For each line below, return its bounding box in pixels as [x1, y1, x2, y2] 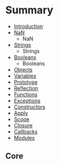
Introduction [13, 23, 43, 30]
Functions [13, 91, 38, 98]
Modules [13, 134, 35, 141]
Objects [13, 66, 33, 73]
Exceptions [13, 97, 41, 104]
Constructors [13, 103, 46, 110]
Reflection [13, 85, 39, 92]
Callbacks [13, 128, 38, 135]
